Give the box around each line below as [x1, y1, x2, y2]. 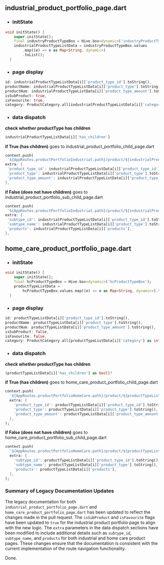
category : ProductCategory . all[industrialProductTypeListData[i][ [5, 102, 143, 107]
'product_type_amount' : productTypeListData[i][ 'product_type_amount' [14, 411, 161, 416]
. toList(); [22, 52, 45, 58]
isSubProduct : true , [5, 93, 47, 98]
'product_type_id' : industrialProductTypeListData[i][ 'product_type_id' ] [7, 166, 161, 172]
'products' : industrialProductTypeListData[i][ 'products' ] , [7, 226, 132, 231]
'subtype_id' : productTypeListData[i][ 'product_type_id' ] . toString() [14, 458, 159, 463]
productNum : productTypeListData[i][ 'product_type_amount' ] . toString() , [5, 325, 156, 330]
